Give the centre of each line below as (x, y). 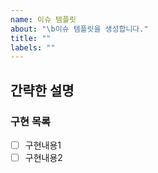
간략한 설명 (42, 90)
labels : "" (33, 47)
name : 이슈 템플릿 (43, 19)
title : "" (31, 38)
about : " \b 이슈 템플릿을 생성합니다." (79, 29)
